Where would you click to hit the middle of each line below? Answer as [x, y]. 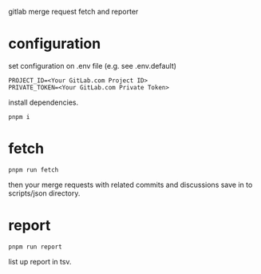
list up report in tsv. [40, 261]
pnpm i [19, 117]
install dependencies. [43, 102]
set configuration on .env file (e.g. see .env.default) [93, 66]
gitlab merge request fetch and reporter [73, 12]
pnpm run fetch [34, 170]
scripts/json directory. [44, 193]
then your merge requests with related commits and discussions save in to [130, 185]
